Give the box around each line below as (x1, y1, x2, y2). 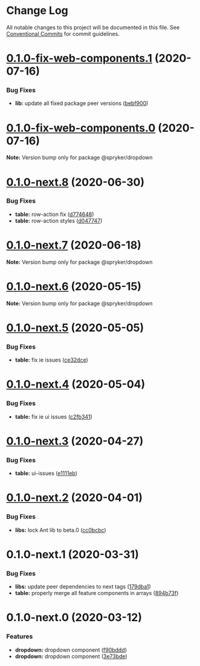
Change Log (6, 4, 68, 18)
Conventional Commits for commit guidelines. (6, 30, 120, 37)
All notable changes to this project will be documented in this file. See (6, 24, 180, 31)
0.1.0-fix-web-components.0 (6, 121, 156, 135)
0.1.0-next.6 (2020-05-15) (6, 280, 142, 293)
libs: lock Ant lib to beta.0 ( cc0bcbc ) (15, 526, 107, 534)
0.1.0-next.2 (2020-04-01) (6, 491, 143, 505)
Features (6, 632, 33, 641)
